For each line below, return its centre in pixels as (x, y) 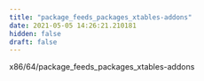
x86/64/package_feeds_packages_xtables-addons (102, 67)
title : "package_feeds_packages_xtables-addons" (101, 17)
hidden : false (35, 33)
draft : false (33, 42)
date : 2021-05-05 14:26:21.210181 (73, 26)
